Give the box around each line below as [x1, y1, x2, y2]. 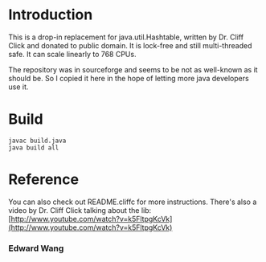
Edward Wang [8, 243, 64, 254]
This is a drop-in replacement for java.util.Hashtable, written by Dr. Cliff [8, 32, 243, 42]
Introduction [8, 6, 93, 24]
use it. [8, 82, 29, 92]
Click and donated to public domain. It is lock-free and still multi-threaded [8, 40, 252, 50]
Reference [8, 170, 79, 189]
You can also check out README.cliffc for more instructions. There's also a [8, 197, 257, 207]
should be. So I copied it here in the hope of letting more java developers [8, 73, 249, 83]
